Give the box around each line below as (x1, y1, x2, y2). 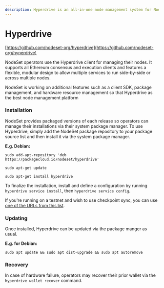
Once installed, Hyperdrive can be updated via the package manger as (5, 226, 147, 232)
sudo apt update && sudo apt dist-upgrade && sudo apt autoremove (5, 250, 143, 255)
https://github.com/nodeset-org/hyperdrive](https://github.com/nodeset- (6, 45, 154, 50)
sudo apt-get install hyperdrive (5, 174, 73, 179)
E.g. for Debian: (5, 240, 38, 246)
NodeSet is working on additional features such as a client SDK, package (5, 84, 152, 90)
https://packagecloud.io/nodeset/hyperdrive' (5, 157, 99, 162)
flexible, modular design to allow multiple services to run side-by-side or (5, 70, 151, 75)
